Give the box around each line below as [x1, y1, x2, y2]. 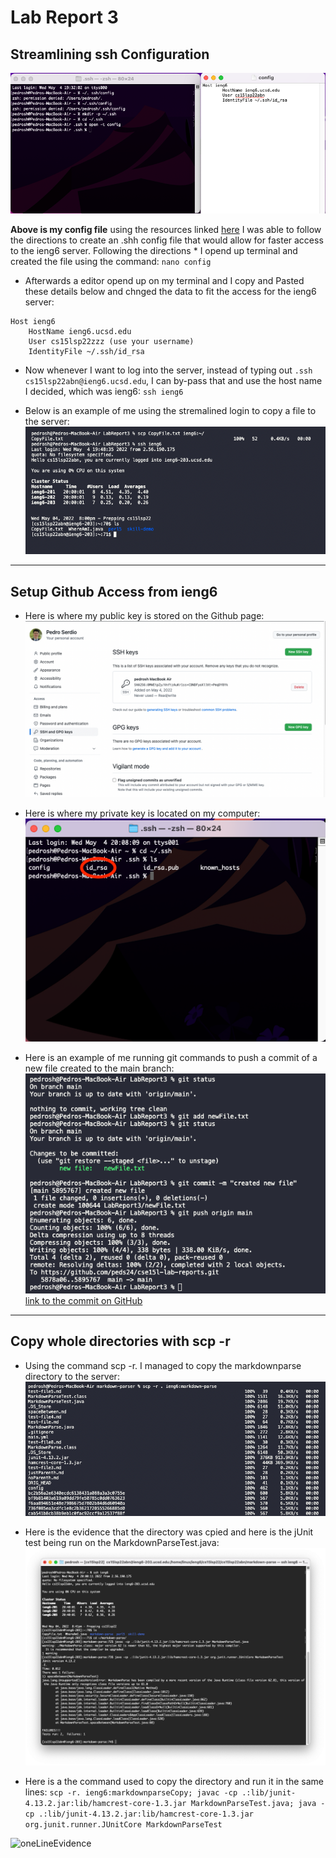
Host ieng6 [10, 316, 56, 326]
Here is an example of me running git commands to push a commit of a [24, 1051, 318, 1063]
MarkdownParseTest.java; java [190, 1799, 317, 1809]
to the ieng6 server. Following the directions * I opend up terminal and [10, 244, 298, 256]
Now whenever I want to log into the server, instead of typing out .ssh [24, 364, 313, 376]
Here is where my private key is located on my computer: [24, 807, 261, 819]
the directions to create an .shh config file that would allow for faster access [10, 234, 324, 246]
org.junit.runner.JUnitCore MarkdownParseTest [24, 1820, 223, 1830]
